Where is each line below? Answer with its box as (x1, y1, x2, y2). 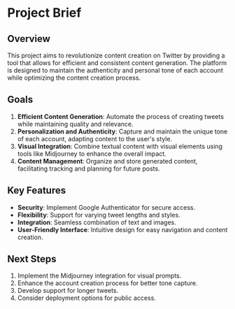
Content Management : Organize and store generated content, (17, 157, 198, 165)
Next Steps (7, 253, 57, 265)
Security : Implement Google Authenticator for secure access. (17, 203, 196, 211)
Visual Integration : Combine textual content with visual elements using (17, 142, 222, 150)
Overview (7, 33, 51, 45)
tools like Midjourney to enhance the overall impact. (17, 149, 166, 158)
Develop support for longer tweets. (17, 287, 119, 295)
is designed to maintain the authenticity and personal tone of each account (7, 66, 224, 74)
